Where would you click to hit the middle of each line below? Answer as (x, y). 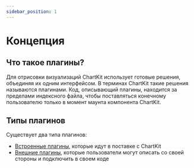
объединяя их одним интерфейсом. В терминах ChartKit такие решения (97, 83)
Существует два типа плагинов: (47, 135)
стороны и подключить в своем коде (62, 159)
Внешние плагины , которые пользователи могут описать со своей (99, 153)
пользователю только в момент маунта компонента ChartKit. (84, 102)
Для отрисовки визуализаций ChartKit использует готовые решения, (93, 77)
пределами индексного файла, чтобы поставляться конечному (86, 96)
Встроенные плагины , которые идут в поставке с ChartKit (88, 146)
